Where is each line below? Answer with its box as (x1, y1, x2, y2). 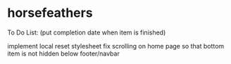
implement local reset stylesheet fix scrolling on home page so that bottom (7, 41, 225, 50)
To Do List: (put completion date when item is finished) (7, 28, 166, 37)
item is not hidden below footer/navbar (7, 49, 120, 58)
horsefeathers (7, 5, 93, 21)
